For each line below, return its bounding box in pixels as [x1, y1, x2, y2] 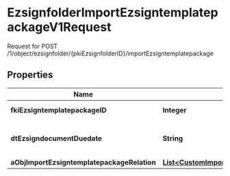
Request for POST [7, 42, 58, 50]
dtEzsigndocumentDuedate [10, 134, 103, 143]
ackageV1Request [7, 19, 112, 35]
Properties [7, 69, 53, 81]
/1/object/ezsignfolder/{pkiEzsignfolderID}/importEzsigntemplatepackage [7, 49, 214, 58]
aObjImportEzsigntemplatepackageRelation [10, 158, 156, 167]
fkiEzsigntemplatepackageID [10, 105, 107, 114]
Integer [162, 105, 187, 114]
